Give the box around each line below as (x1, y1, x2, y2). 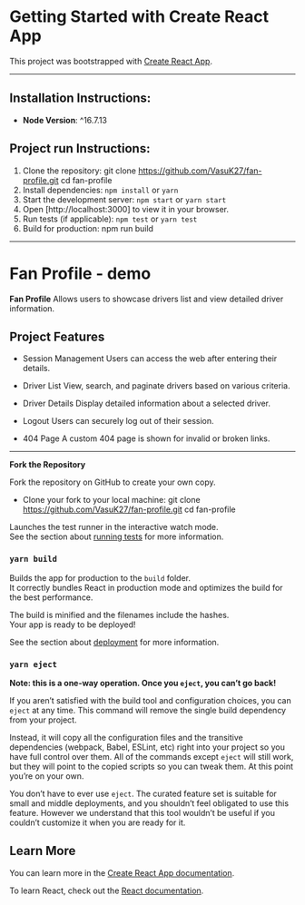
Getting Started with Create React (9, 6, 270, 27)
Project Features (9, 329, 105, 344)
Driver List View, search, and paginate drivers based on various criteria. (22, 380, 290, 391)
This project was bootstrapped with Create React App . (9, 55, 213, 66)
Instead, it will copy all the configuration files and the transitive (9, 732, 243, 743)
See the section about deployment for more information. (9, 636, 220, 647)
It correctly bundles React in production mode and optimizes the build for (9, 582, 283, 593)
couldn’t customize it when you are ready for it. (9, 817, 186, 828)
